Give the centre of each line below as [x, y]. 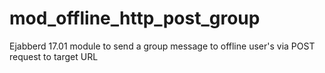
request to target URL [54, 56]
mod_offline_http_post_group [135, 18]
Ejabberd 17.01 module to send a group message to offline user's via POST [162, 46]
